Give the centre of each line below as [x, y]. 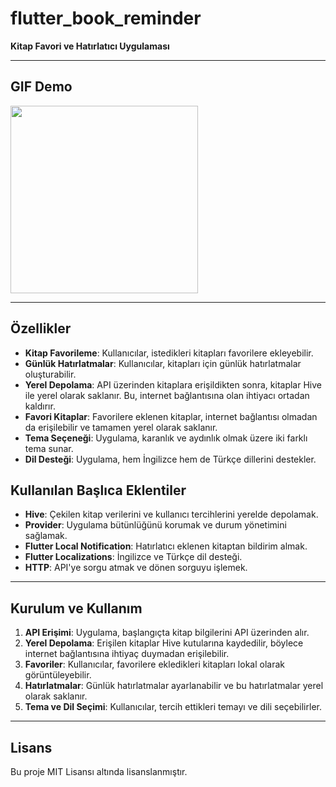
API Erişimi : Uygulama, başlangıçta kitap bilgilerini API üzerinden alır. [167, 633]
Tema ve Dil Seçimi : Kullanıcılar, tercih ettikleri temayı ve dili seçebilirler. [173, 707]
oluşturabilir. [50, 374]
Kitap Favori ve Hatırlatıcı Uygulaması [90, 46]
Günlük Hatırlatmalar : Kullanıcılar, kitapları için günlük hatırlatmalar [163, 363]
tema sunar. [49, 448]
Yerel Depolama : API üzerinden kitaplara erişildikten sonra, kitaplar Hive [173, 384]
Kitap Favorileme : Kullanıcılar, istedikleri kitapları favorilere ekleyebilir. [169, 353]
